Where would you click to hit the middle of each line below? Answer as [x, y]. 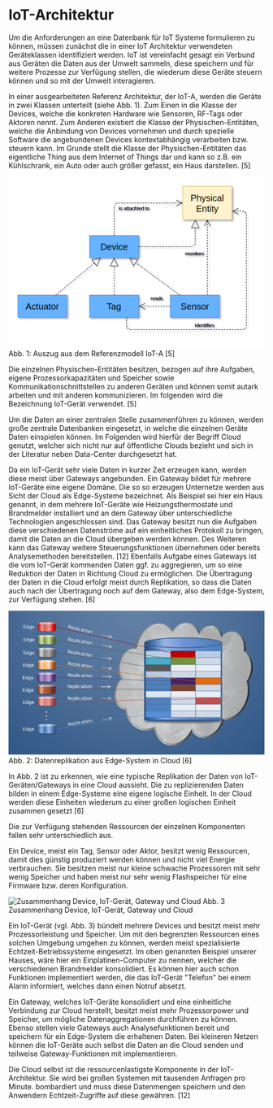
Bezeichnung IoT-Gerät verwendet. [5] [73, 404]
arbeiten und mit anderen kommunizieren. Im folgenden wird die [116, 395]
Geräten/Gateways [40, 785]
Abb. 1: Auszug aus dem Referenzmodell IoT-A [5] [92, 354]
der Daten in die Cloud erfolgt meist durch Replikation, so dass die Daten [130, 582]
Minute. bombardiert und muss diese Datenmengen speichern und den [127, 1087]
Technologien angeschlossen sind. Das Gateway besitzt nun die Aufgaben [133, 522]
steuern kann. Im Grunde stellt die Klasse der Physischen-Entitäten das [128, 148]
